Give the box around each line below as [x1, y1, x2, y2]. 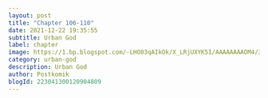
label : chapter [8, 41, 59, 49]
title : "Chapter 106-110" [8, 19, 94, 27]
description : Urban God [8, 63, 88, 71]
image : [8, 48, 30, 56]
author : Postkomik [8, 70, 69, 78]
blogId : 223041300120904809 [8, 77, 102, 85]
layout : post [8, 11, 52, 20]
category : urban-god [8, 56, 77, 64]
